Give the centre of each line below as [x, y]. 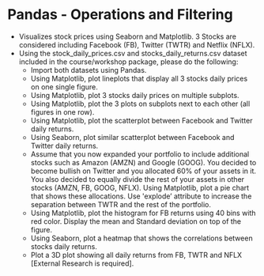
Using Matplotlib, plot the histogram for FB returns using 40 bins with [143, 213]
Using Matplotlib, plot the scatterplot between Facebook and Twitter [141, 120]
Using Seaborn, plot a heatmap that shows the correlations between [142, 238]
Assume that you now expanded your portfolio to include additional [140, 154]
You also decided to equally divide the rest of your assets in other [138, 179]
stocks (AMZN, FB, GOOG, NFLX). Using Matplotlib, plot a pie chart [140, 187]
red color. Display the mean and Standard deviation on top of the [136, 221]
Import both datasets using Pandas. [89, 70]
